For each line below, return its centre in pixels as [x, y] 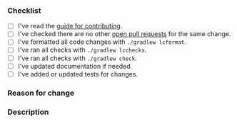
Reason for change [41, 93]
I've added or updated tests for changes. [77, 74]
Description [28, 112]
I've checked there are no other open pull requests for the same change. [124, 34]
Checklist [24, 11]
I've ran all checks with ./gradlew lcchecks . [82, 50]
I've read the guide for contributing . [70, 26]
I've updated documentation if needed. [75, 66]
